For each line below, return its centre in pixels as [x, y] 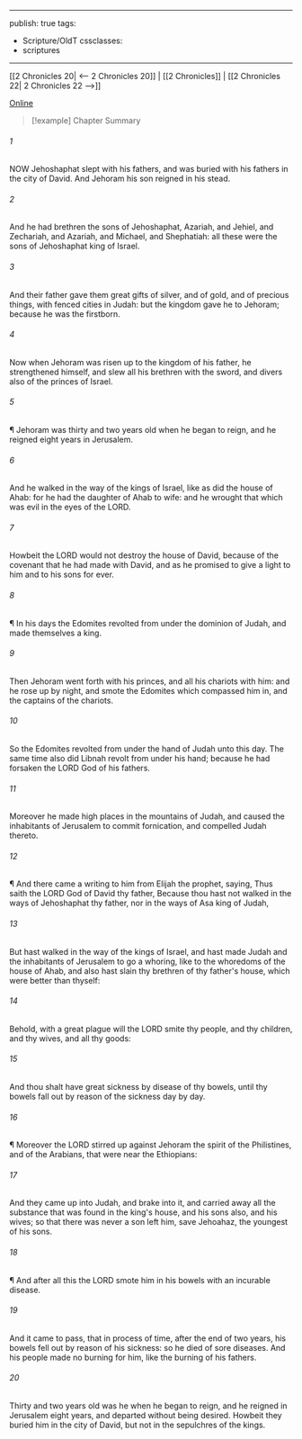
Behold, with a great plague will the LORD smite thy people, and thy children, [151, 1029]
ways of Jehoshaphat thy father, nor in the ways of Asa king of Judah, [139, 903]
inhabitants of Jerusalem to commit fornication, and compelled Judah [138, 826]
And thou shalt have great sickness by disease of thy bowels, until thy [138, 1087]
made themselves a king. [55, 633]
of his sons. [31, 1232]
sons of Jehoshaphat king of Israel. [75, 246]
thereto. [24, 836]
